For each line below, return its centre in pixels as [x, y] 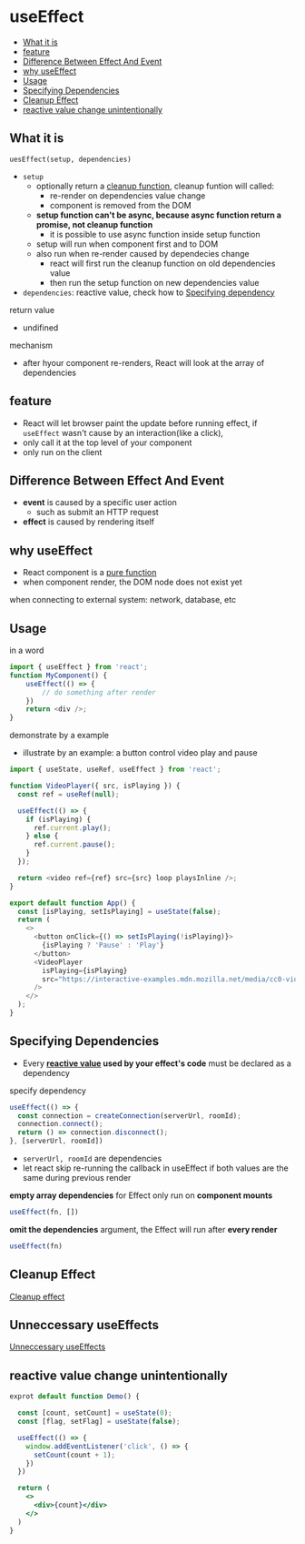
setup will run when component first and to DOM [127, 244]
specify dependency [48, 1091]
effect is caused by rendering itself [88, 522]
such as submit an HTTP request [97, 513]
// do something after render [99, 692]
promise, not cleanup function [94, 224]
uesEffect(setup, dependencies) [70, 159]
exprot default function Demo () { [75, 1397]
